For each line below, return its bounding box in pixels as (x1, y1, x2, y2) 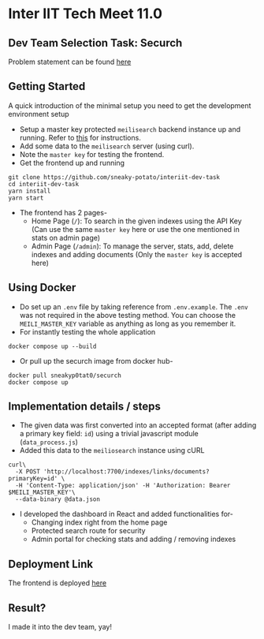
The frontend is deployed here (8, 578, 107, 588)
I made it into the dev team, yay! (8, 622, 113, 632)
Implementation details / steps (8, 400, 162, 413)
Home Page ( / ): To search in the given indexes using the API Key (31, 216, 242, 226)
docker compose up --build (8, 342, 97, 350)
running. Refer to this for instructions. (19, 133, 142, 142)
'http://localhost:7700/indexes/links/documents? (43, 468, 210, 476)
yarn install (8, 187, 51, 195)
